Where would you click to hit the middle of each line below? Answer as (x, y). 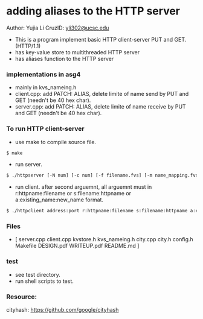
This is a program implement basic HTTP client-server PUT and (94, 39)
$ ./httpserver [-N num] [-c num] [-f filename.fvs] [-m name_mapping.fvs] (104, 175)
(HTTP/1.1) (28, 46)
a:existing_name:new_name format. (59, 200)
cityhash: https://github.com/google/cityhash (63, 310)
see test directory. (37, 274)
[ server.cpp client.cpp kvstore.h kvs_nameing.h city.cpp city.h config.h (104, 239)
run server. (28, 165)
